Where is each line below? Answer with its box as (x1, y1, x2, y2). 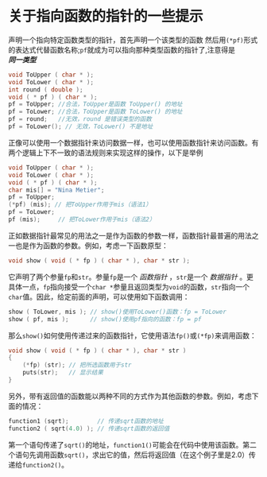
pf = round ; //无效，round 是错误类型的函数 (8, 115, 153, 123)
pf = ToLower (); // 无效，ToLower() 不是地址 (8, 122, 153, 131)
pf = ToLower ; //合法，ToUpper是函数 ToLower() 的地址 (8, 108, 183, 116)
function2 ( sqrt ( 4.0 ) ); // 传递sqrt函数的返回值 (8, 425, 170, 432)
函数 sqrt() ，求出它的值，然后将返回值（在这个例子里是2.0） (49, 450, 249, 460)
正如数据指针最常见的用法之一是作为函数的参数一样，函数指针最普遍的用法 (8, 231, 252, 240)
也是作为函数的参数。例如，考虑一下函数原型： (14, 240, 168, 250)
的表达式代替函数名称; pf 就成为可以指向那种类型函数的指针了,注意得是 (8, 45, 236, 54)
